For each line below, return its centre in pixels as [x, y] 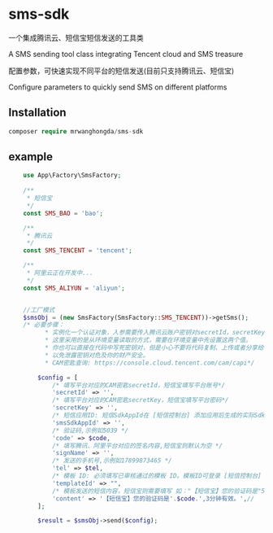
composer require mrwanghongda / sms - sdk [76, 131]
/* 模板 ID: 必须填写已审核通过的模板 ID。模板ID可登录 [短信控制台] [156, 476]
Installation [37, 113]
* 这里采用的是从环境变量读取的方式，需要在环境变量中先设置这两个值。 [148, 340]
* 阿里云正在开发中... [60, 273]
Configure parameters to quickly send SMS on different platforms [118, 87]
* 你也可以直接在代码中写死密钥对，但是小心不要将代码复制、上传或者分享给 [154, 348]
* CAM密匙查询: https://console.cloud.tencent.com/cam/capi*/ [149, 363]
